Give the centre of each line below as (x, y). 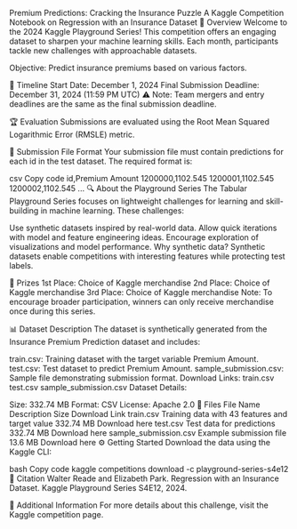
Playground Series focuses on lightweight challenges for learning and (136, 201)
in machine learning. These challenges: (112, 211)
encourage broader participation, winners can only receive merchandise (141, 302)
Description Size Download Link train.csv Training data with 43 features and (148, 414)
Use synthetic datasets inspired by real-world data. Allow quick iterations (143, 228)
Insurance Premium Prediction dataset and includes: (105, 342)
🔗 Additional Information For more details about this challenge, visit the (139, 505)
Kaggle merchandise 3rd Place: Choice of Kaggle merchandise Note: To (141, 292)
